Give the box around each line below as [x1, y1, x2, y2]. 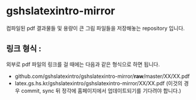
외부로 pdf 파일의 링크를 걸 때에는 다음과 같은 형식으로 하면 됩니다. [6, 61, 160, 68]
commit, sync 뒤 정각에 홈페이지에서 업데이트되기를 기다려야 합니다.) [21, 87, 181, 94]
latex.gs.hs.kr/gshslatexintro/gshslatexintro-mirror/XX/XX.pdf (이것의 [14, 79, 183, 87]
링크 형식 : [6, 43, 42, 54]
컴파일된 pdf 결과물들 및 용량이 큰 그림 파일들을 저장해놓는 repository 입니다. [6, 24, 185, 32]
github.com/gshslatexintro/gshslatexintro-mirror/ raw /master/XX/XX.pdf [14, 73, 190, 80]
